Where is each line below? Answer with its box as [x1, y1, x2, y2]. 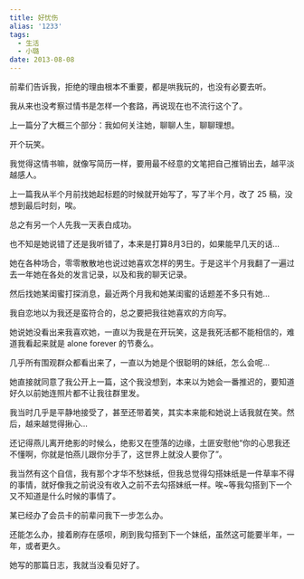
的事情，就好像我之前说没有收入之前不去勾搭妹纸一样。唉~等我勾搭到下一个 [9, 479, 292, 489]
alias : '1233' [9, 22, 63, 31]
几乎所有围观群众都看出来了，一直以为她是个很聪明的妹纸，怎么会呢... [9, 357, 271, 367]
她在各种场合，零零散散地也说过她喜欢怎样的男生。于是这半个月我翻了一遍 [9, 258, 287, 268]
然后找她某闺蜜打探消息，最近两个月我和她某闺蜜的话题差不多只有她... [9, 289, 271, 299]
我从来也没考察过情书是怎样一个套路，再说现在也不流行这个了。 [9, 100, 247, 111]
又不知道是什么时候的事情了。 [9, 490, 120, 501]
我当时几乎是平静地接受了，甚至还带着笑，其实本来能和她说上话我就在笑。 [9, 407, 287, 417]
